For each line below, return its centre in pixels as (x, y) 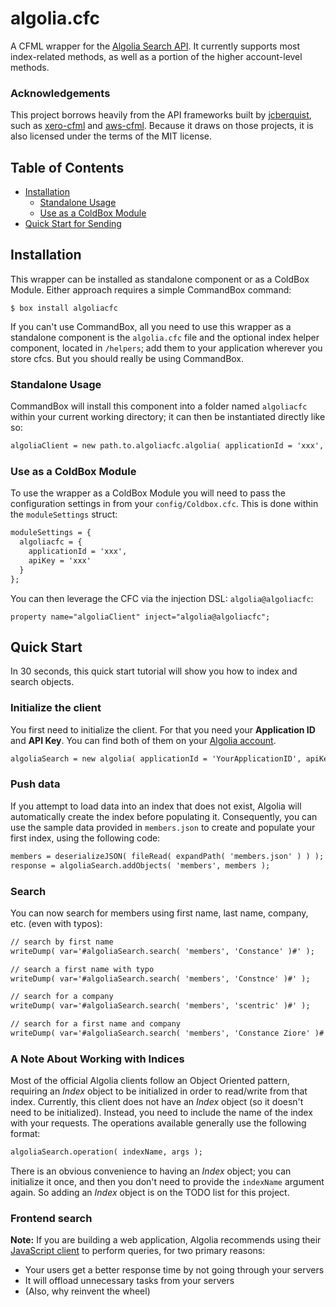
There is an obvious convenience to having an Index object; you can (151, 1171)
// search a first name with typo (82, 969)
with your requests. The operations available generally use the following (158, 1123)
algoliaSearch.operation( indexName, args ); (106, 1152)
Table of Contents (67, 167)
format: (25, 1134)
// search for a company (62, 997)
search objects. (42, 682)
